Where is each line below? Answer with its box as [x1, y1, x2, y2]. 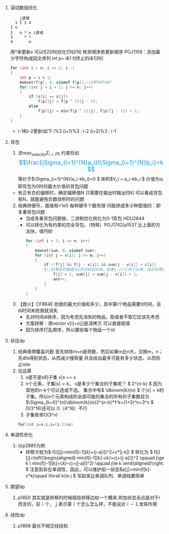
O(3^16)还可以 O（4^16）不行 [25, 405, 88, 411]
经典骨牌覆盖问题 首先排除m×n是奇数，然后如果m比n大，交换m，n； [17, 348, 163, 354]
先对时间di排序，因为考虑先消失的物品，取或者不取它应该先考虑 [25, 314, 160, 320]
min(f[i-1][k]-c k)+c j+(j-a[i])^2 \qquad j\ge [76, 455, 164, 461]
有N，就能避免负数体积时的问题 [17, 196, 84, 202]
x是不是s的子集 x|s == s [25, 374, 76, 380]
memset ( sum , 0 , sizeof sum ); [35, 248, 97, 253]
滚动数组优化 [10, 5, 37, 10]
